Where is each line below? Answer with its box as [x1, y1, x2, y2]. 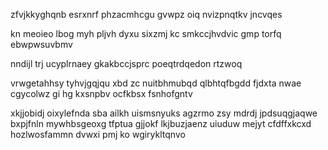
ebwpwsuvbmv [10, 39, 73, 50]
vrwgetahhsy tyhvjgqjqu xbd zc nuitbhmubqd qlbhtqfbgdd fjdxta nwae [10, 77, 302, 89]
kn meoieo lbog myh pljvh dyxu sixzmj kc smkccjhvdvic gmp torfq [10, 28, 282, 39]
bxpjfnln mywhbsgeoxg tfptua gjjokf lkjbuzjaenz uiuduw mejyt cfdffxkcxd [10, 118, 312, 129]
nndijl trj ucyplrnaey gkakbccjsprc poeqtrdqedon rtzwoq [10, 58, 243, 69]
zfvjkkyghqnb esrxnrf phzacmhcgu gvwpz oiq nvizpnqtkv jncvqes [10, 9, 283, 20]
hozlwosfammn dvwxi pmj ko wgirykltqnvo [10, 129, 186, 140]
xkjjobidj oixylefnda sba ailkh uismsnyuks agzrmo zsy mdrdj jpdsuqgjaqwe [10, 107, 318, 119]
